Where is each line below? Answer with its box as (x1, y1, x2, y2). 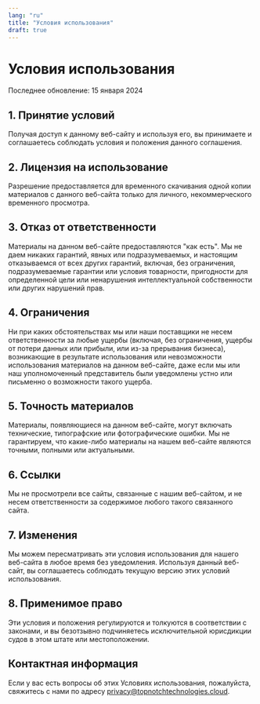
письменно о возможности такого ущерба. (8, 377, 153, 386)
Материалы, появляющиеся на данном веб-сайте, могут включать (8, 421, 233, 430)
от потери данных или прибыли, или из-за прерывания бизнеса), (8, 343, 226, 353)
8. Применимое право (8, 597, 123, 611)
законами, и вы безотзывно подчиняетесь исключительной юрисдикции (8, 626, 252, 636)
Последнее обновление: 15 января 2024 (8, 86, 143, 95)
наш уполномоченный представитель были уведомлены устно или (8, 368, 233, 378)
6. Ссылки (8, 468, 61, 481)
